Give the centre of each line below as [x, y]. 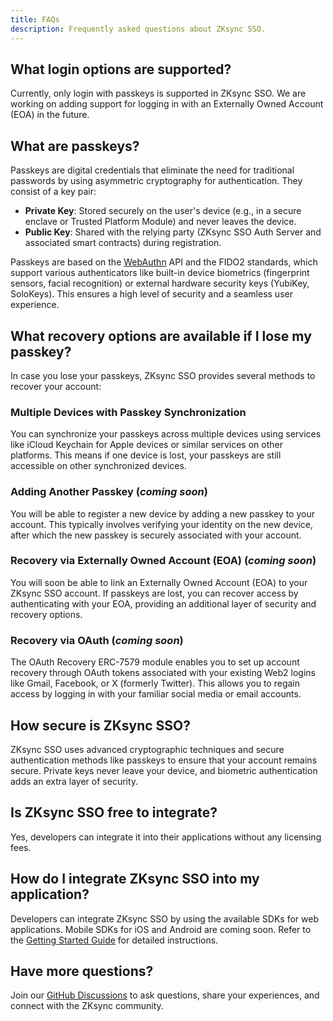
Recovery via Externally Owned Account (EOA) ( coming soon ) [163, 561]
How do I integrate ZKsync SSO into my [135, 879]
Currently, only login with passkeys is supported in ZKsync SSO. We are [158, 93]
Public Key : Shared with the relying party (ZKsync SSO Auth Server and [173, 232]
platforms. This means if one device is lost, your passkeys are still [146, 455]
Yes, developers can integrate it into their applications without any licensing [166, 837]
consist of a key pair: [53, 192]
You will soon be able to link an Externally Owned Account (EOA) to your [159, 582]
